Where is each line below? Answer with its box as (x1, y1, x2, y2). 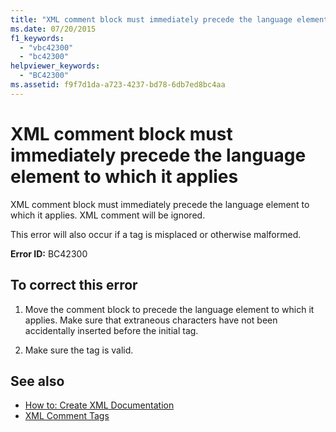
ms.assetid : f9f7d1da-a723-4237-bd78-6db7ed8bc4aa (10, 80, 226, 90)
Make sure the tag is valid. (24, 344, 134, 356)
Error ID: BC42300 (10, 247, 88, 260)
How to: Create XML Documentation (24, 399, 175, 411)
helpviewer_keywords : (10, 61, 101, 71)
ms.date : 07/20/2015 (10, 24, 97, 34)
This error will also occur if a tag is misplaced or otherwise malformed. (10, 228, 302, 240)
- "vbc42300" (19, 42, 74, 53)
